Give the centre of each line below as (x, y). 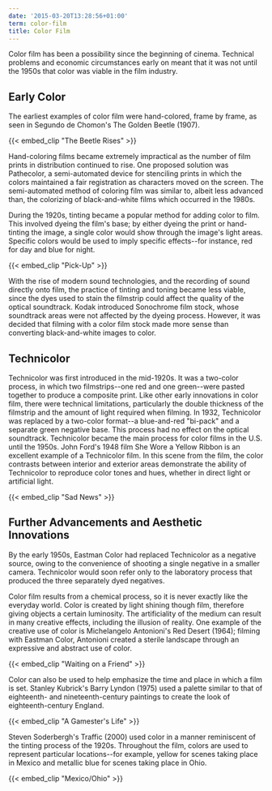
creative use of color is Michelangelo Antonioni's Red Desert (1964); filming (134, 630)
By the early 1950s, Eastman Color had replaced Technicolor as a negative (132, 555)
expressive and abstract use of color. (70, 648)
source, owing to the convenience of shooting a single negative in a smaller (134, 563)
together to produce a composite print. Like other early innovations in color (134, 395)
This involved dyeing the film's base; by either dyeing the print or (117, 224)
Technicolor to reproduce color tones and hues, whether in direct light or (130, 473)
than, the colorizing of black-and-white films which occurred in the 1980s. (132, 200)
